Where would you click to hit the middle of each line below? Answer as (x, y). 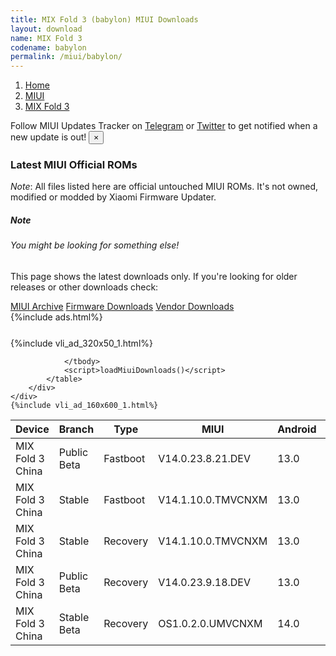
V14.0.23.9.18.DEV (205, 582)
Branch (76, 429)
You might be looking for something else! (95, 245)
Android (297, 429)
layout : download (46, 29)
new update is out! (48, 137)
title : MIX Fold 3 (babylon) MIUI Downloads (104, 19)
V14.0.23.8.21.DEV (205, 458)
